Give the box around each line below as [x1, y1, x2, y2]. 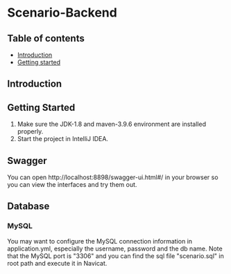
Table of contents [7, 33, 85, 44]
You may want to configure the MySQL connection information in [7, 237, 193, 245]
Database [7, 201, 50, 212]
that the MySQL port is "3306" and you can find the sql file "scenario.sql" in [7, 251, 224, 260]
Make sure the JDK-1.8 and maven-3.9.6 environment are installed [17, 120, 207, 129]
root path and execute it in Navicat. [7, 259, 108, 267]
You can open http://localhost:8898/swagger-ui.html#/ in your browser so [7, 173, 219, 181]
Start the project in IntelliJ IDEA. [17, 135, 109, 143]
